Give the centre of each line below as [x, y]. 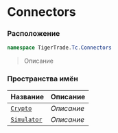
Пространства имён [43, 79]
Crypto [21, 108]
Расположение [34, 34]
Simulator [26, 119]
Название [27, 96]
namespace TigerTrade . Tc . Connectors [59, 48]
